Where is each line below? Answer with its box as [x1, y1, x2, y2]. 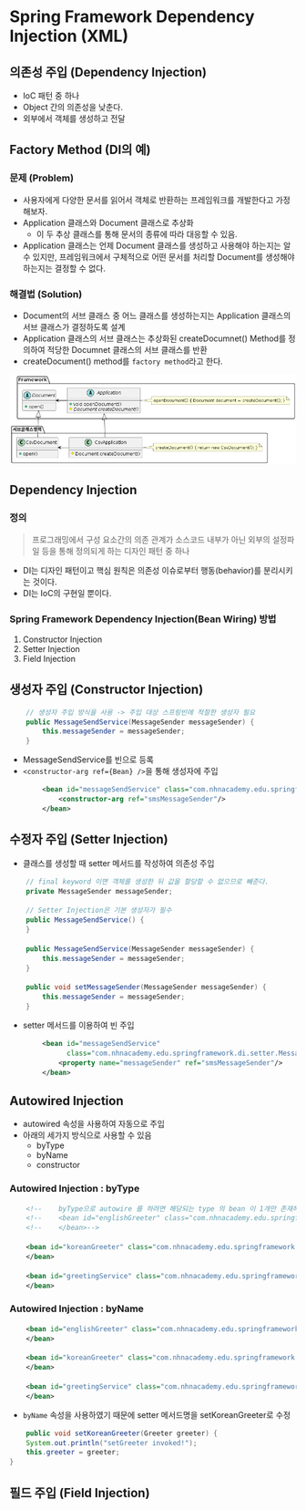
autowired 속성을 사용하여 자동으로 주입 [22, 1119, 166, 1130]
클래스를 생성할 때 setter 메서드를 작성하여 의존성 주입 [22, 857, 215, 868]
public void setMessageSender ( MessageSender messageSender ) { [25, 983, 267, 992]
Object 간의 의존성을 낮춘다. [22, 102, 123, 112]
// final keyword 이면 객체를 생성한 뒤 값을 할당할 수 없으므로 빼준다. [25, 877, 270, 886]
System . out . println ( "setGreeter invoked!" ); [25, 1438, 198, 1447]
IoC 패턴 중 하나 [22, 90, 80, 101]
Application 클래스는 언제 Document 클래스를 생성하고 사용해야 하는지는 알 [22, 240, 291, 251]
